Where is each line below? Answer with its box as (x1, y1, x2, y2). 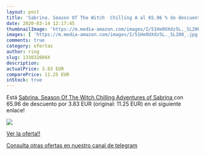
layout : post (6, 9, 40, 15)
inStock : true (6, 77, 43, 83)
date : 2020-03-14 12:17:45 (6, 20, 75, 26)
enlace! (6, 107, 25, 114)
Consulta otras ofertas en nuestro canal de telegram (6, 142, 138, 150)
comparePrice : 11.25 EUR (6, 71, 70, 77)
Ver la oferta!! (6, 130, 41, 137)
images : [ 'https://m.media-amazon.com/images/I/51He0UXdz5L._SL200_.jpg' (6, 32, 201, 38)
